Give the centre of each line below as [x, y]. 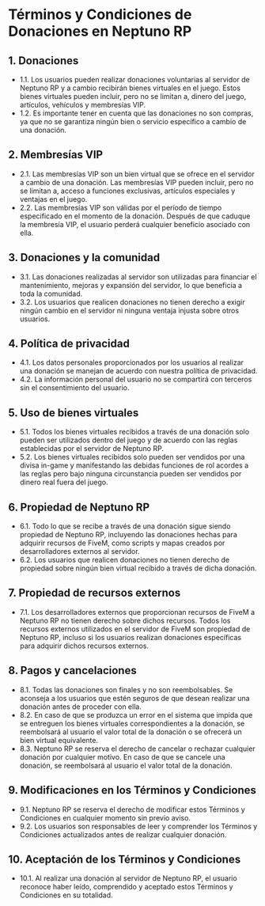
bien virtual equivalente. [59, 740]
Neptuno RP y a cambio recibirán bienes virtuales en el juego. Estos [130, 88]
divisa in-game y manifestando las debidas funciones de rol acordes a [134, 465]
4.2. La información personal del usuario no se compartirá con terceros [136, 379]
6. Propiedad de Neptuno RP [79, 507]
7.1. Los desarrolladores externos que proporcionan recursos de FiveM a [137, 612]
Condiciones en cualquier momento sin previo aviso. [105, 817]
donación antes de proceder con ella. [81, 707]
